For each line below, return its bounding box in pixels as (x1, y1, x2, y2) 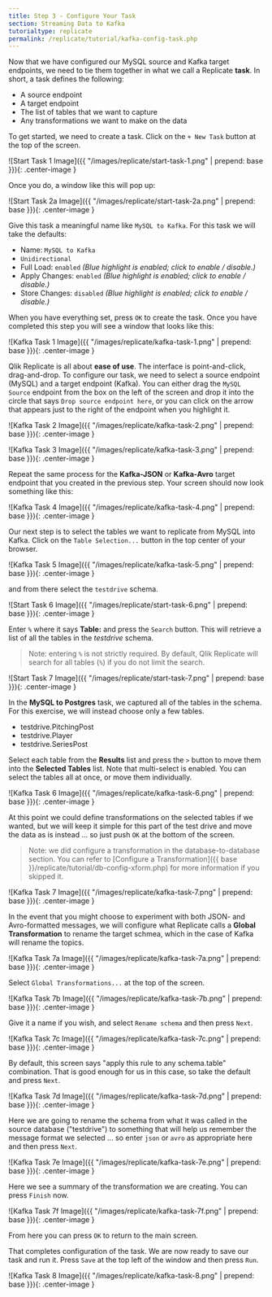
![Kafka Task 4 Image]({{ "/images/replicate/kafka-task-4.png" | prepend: (8, 502, 255, 513)
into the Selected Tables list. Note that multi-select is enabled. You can (8, 764, 247, 774)
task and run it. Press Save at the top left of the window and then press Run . (8, 1255, 259, 1265)
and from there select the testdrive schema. (8, 584, 158, 594)
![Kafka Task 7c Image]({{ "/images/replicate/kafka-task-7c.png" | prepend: (8, 1034, 261, 1044)
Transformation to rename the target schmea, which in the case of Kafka (8, 929, 254, 939)
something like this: (8, 487, 74, 496)
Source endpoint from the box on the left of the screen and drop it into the (8, 387, 254, 397)
